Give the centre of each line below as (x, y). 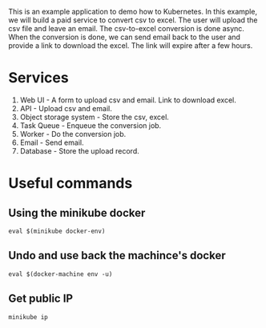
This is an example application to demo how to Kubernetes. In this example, (133, 12)
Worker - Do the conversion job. (73, 134)
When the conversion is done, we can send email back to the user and (124, 37)
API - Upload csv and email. (66, 108)
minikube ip (28, 317)
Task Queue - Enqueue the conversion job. (91, 125)
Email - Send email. (52, 142)
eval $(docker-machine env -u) (60, 274)
